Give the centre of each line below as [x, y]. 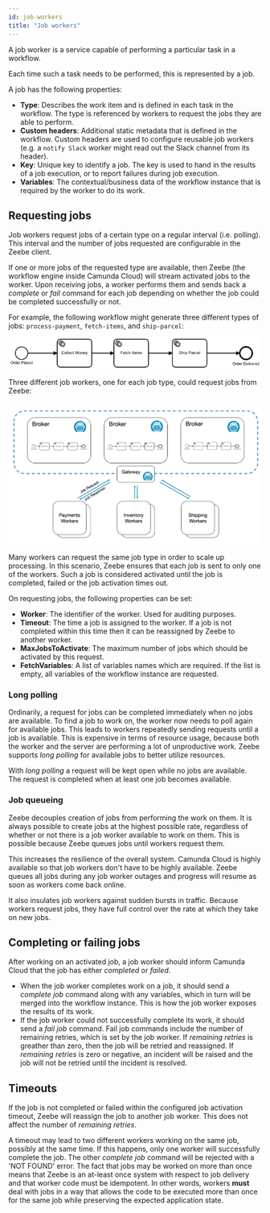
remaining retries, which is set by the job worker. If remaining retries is [136, 1038]
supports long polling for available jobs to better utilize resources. [117, 755]
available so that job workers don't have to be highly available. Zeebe [123, 867]
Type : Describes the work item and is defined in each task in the [127, 105]
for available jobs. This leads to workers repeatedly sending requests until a [133, 729]
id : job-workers [35, 17]
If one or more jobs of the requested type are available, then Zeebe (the [127, 268]
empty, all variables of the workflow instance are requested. [119, 674]
